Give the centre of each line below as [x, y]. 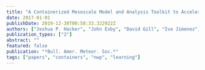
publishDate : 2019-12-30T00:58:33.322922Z [61, 23]
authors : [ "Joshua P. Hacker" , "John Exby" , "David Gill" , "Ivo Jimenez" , [103, 29]
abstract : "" [23, 40]
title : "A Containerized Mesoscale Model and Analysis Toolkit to [92, 12]
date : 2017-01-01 [28, 18]
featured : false [27, 46]
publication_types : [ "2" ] [39, 35]
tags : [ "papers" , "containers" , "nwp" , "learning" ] [73, 57]
